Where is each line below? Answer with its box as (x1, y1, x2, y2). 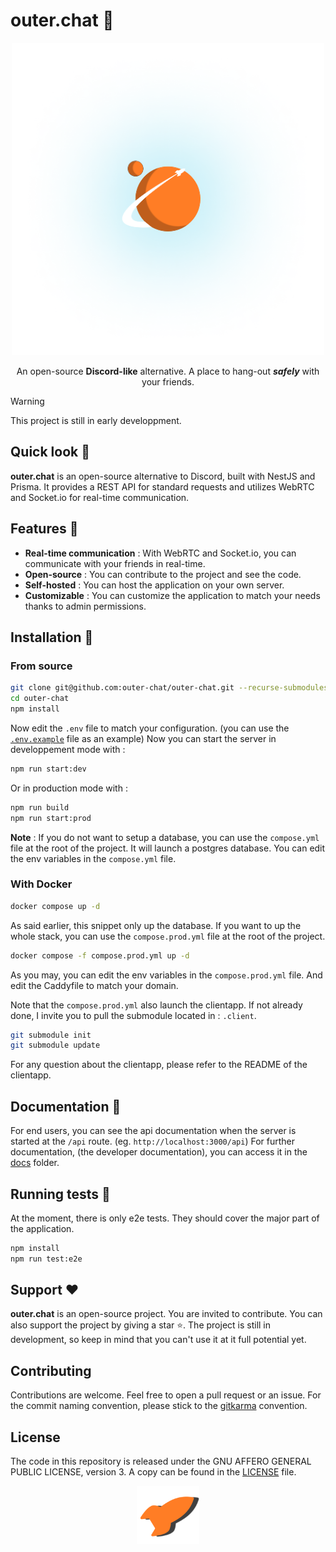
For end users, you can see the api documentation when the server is (10, 1125, 297, 1137)
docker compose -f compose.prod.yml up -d (10, 950, 190, 961)
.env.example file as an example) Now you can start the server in (10, 732, 277, 744)
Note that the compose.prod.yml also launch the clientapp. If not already (10, 999, 303, 1011)
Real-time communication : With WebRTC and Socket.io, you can (24, 547, 297, 559)
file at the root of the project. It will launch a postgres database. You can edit (10, 842, 326, 854)
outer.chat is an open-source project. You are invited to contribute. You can (10, 1308, 323, 1320)
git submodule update (10, 1040, 101, 1051)
